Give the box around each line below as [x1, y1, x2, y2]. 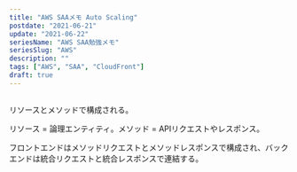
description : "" [9, 54, 69, 63]
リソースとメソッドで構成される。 [9, 105, 134, 115]
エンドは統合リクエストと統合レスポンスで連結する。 [9, 153, 204, 164]
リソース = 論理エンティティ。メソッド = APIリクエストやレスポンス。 [9, 123, 264, 134]
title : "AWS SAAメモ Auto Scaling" [9, 12, 138, 22]
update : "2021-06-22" [9, 29, 90, 38]
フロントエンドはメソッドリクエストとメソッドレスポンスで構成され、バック [9, 143, 289, 153]
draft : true [9, 71, 53, 80]
